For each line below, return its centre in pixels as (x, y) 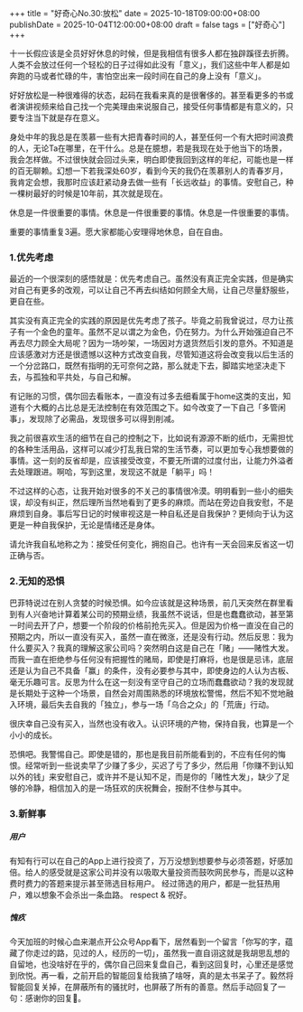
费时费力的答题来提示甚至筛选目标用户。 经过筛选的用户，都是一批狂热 (141, 884)
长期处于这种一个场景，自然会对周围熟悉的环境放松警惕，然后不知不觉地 (151, 693)
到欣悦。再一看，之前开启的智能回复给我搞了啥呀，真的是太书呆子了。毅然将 (151, 976)
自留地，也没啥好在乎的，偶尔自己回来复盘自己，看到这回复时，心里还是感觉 (151, 964)
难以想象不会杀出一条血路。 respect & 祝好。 (108, 895)
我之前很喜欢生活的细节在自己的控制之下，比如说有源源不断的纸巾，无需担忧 (151, 438)
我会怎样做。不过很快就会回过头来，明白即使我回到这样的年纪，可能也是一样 (151, 159)
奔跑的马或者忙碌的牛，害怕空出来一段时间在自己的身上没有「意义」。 (138, 76)
